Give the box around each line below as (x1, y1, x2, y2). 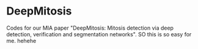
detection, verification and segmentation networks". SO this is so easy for (6, 30, 192, 38)
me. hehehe (6, 37, 37, 44)
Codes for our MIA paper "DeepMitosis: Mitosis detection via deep (6, 24, 174, 31)
